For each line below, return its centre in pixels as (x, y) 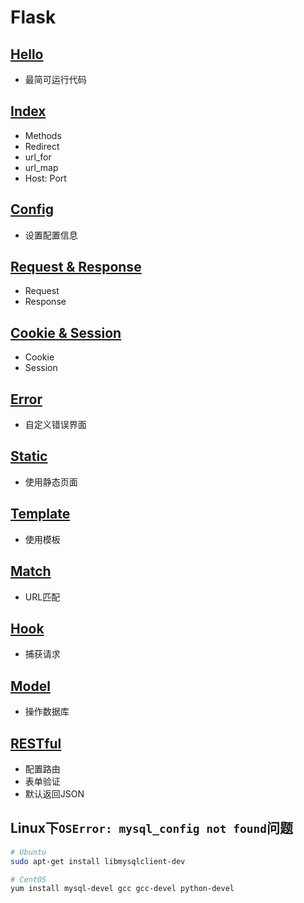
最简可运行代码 (55, 79)
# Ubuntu (28, 852)
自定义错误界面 (55, 425)
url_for (38, 157)
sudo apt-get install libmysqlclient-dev (98, 861)
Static (29, 456)
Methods (43, 135)
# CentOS (28, 879)
